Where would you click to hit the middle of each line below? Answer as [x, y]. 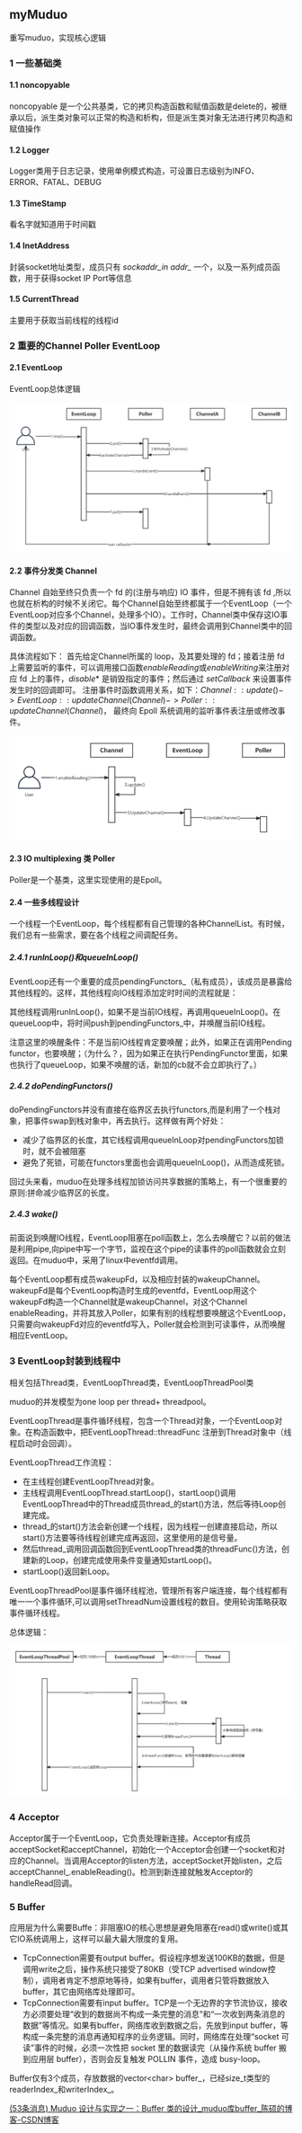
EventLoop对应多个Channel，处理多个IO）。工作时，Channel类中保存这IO [145, 615]
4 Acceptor [35, 1817]
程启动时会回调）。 [43, 1443]
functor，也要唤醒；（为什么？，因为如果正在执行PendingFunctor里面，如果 [149, 1053]
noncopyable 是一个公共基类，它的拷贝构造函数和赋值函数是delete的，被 [145, 106]
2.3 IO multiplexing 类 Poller [62, 858]
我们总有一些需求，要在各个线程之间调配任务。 [96, 935]
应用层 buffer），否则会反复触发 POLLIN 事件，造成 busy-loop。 [147, 2059]
